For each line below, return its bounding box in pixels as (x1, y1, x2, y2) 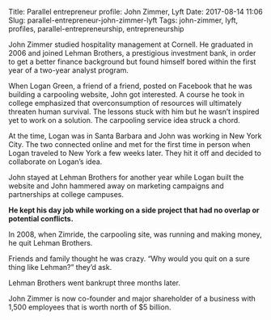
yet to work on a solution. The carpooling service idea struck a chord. (8, 116, 240, 124)
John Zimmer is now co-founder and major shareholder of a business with (8, 294, 256, 303)
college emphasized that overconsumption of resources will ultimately (8, 99, 242, 107)
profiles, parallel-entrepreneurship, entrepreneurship (8, 24, 184, 33)
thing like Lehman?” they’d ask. (8, 263, 112, 272)
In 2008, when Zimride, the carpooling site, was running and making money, (8, 229, 262, 239)
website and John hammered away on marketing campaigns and (8, 181, 224, 191)
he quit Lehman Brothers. (8, 238, 93, 247)
